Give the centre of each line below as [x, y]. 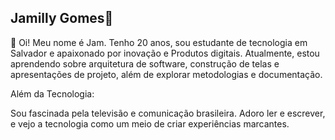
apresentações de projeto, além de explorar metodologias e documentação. [166, 74]
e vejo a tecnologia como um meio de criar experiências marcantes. [150, 123]
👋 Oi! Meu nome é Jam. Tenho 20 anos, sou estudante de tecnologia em [159, 42]
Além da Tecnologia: [52, 93]
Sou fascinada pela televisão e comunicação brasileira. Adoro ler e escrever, [168, 113]
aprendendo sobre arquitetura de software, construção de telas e [145, 63]
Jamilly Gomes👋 [62, 18]
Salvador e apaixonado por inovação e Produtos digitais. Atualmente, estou [165, 53]
